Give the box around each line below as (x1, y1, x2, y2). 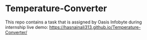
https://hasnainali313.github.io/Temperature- (49, 24, 141, 30)
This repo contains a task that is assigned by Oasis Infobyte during (5, 19, 142, 25)
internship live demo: (5, 24, 48, 30)
